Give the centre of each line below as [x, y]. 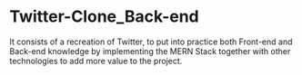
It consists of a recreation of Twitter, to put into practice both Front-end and [151, 42]
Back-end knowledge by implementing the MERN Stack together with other [150, 51]
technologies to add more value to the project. [96, 61]
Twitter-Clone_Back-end [105, 17]
